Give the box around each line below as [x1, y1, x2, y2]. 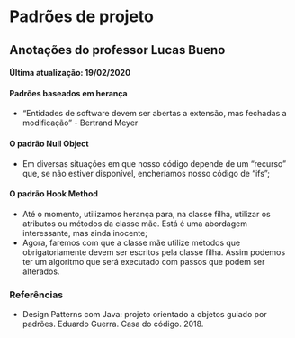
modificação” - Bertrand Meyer [22, 117, 139, 128]
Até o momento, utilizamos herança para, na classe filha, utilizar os [22, 208, 272, 219]
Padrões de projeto [9, 6, 155, 27]
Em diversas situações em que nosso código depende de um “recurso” [22, 158, 286, 169]
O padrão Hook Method [9, 188, 99, 199]
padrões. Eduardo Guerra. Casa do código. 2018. [22, 318, 204, 330]
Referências [9, 288, 64, 301]
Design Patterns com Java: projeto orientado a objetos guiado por [22, 309, 267, 320]
